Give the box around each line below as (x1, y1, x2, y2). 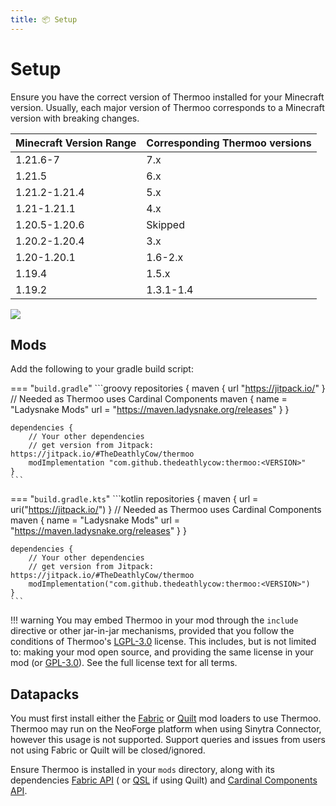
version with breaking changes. (10, 112, 140, 124)
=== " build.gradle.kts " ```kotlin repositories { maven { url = (10, 493, 259, 505)
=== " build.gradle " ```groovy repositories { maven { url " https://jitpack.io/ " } (10, 382, 326, 395)
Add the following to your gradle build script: (10, 363, 194, 375)
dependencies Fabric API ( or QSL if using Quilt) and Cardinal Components (10, 774, 318, 786)
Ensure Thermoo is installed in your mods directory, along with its (10, 764, 275, 776)
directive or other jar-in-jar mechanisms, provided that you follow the (10, 625, 295, 637)
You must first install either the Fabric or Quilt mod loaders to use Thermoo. (10, 712, 322, 725)
